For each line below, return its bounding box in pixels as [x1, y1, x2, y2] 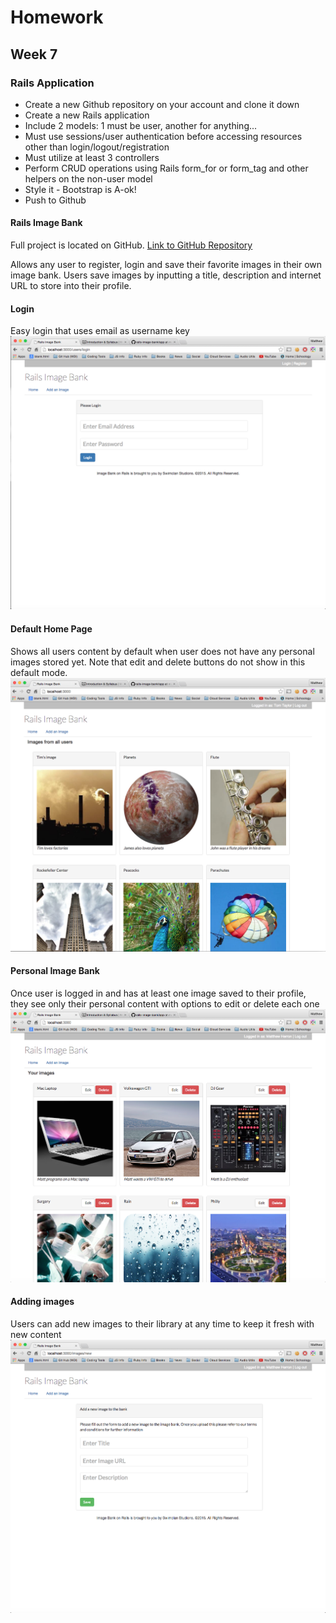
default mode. [10, 666, 68, 678]
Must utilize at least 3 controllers [24, 151, 160, 163]
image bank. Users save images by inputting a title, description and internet [10, 269, 322, 281]
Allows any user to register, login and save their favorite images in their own [10, 259, 323, 271]
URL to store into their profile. [10, 280, 132, 292]
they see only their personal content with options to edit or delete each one [10, 997, 320, 1010]
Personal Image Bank [10, 965, 100, 977]
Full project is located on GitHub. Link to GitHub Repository [10, 239, 253, 251]
